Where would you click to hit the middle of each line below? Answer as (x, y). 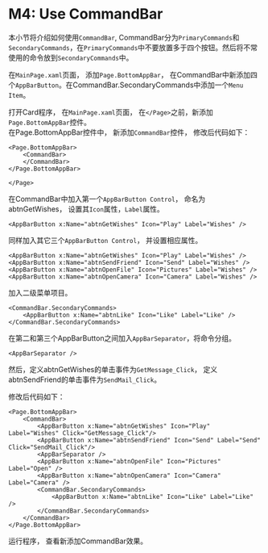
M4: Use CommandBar (86, 14)
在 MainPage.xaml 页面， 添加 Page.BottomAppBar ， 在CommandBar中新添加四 (133, 74)
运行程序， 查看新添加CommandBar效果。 (78, 541)
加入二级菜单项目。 (40, 292)
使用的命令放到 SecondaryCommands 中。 (71, 57)
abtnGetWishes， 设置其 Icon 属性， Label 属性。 (87, 209)
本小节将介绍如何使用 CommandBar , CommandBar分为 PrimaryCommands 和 (124, 37)
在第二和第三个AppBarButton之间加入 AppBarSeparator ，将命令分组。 (122, 338)
